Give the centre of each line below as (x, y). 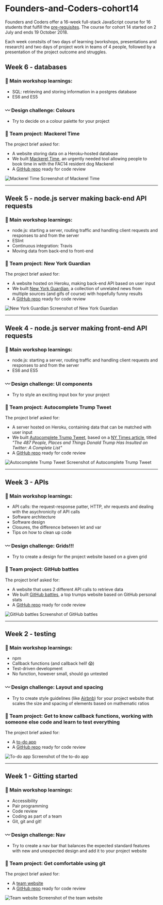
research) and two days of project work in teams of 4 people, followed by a (80, 47)
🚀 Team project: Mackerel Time (42, 133)
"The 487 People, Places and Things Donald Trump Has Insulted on (80, 443)
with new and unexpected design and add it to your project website (79, 851)
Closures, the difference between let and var (57, 527)
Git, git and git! (27, 821)
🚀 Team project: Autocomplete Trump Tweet (58, 407)
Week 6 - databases (36, 67)
